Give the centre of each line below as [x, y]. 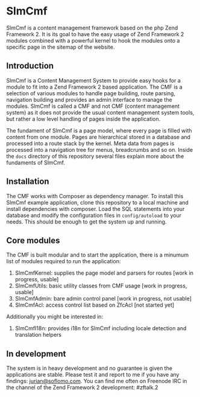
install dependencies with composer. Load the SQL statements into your [95, 208]
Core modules [33, 240]
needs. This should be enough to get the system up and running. [86, 222]
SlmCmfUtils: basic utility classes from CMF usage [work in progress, [101, 286]
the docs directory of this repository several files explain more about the [95, 156]
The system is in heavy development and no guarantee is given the [89, 368]
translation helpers [38, 335]
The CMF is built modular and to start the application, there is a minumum [97, 255]
